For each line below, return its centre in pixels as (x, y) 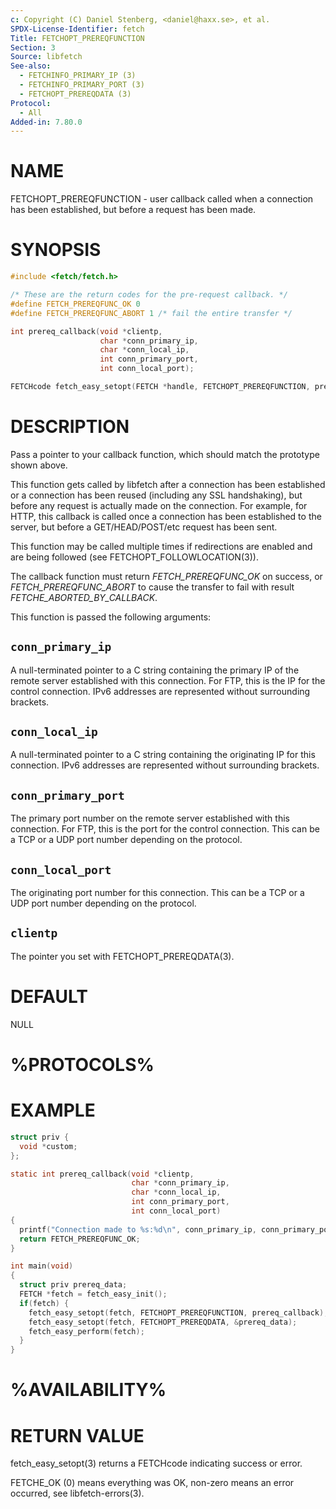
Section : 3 (33, 47)
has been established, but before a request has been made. (133, 210)
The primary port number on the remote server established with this (150, 818)
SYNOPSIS (56, 250)
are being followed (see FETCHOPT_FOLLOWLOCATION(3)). (134, 557)
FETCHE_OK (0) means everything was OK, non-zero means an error (152, 1483)
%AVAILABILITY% (88, 1390)
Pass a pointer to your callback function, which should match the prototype (165, 454)
